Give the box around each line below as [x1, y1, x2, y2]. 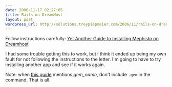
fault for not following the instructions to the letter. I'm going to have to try [5, 56, 161, 63]
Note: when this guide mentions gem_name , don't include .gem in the [5, 72, 150, 78]
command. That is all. [5, 77, 51, 83]
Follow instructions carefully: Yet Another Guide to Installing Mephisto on [5, 36, 159, 42]
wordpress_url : [5, 21, 38, 27]
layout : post [5, 17, 33, 22]
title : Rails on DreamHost [5, 12, 63, 17]
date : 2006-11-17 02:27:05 [5, 7, 63, 13]
